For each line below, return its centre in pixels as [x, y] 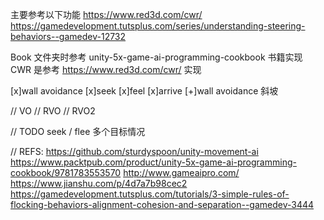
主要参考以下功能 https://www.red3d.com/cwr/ [106, 14]
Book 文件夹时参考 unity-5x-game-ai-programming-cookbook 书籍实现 [156, 57]
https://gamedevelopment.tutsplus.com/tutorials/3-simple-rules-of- [150, 194]
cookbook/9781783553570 [66, 172]
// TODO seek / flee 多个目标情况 [78, 131]
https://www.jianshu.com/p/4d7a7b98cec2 [99, 183]
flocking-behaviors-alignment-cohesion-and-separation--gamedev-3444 [162, 204]
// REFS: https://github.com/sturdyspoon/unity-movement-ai [134, 151]
